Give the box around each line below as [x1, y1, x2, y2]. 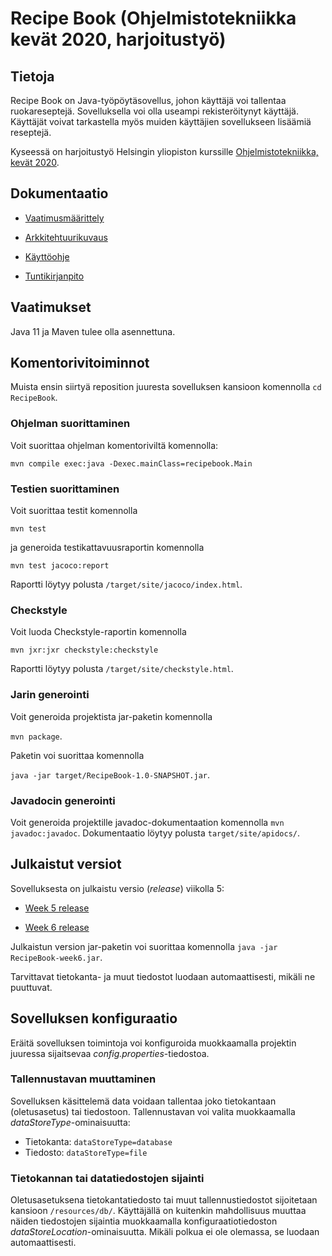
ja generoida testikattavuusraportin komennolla [10, 542, 205, 554]
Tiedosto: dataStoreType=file [24, 1146, 148, 1158]
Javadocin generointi [10, 793, 116, 807]
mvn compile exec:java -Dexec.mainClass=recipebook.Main [10, 458, 253, 469]
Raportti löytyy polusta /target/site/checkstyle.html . [10, 663, 234, 675]
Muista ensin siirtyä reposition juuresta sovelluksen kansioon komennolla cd [10, 381, 322, 393]
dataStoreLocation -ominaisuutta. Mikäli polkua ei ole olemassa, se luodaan [10, 1226, 320, 1238]
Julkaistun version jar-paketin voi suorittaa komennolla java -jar [10, 940, 278, 952]
